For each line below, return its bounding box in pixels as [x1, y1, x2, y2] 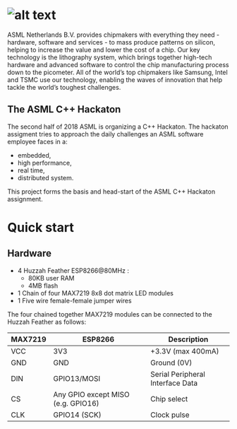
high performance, [17, 158, 72, 167]
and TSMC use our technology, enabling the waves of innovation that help [7, 75, 223, 84]
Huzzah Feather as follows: [7, 317, 87, 326]
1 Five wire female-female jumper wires [17, 296, 132, 305]
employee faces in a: [7, 137, 68, 146]
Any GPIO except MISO [53, 389, 130, 399]
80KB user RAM [28, 274, 75, 282]
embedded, [17, 151, 51, 159]
